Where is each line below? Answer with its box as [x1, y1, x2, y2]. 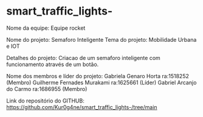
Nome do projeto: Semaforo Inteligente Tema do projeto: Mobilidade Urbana [6, 36, 197, 43]
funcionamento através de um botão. [6, 61, 99, 68]
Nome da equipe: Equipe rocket [6, 24, 86, 32]
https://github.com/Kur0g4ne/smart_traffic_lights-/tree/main [6, 103, 157, 110]
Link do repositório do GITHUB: [6, 97, 85, 104]
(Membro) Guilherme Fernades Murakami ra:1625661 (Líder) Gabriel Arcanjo [6, 79, 197, 86]
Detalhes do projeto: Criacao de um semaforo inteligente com [6, 54, 161, 61]
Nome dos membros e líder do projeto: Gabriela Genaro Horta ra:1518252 [6, 72, 190, 79]
